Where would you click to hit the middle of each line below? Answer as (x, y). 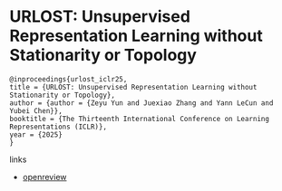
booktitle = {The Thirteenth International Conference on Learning (140, 119)
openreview (44, 177)
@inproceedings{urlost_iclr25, (68, 79)
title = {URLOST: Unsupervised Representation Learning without (133, 87)
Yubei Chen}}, (36, 110)
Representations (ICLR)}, (58, 127)
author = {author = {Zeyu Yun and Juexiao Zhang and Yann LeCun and (141, 103)
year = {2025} (36, 134)
